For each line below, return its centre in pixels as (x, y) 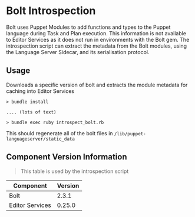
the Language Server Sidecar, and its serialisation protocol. (78, 52)
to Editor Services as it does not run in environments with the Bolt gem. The (98, 39)
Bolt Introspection (51, 11)
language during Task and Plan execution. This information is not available (96, 33)
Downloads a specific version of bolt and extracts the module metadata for (97, 85)
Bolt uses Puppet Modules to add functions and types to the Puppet (88, 27)
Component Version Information (67, 157)
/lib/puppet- (130, 133)
